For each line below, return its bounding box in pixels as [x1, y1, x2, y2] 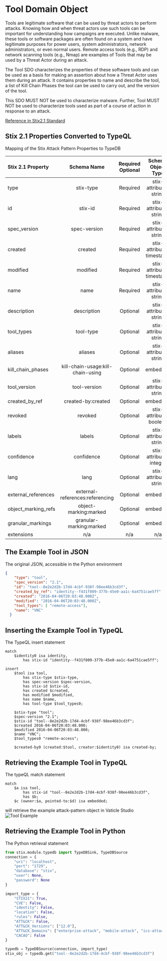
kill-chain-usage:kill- [61, 362, 113, 369]
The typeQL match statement [5, 771, 65, 777]
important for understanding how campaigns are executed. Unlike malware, [5, 30, 160, 36]
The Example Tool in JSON [5, 548, 88, 556]
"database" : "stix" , [14, 868, 57, 873]
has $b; [23, 794, 39, 799]
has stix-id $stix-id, [23, 684, 70, 689]
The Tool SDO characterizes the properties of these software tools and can [5, 66, 159, 73]
